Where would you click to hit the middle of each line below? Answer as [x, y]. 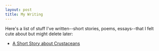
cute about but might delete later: [39, 34]
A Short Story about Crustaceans [46, 43]
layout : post [19, 10]
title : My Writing [24, 14]
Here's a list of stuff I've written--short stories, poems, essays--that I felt [79, 28]
